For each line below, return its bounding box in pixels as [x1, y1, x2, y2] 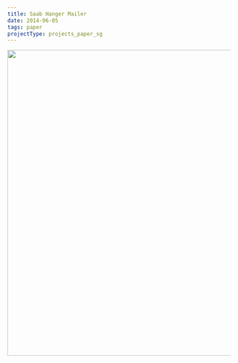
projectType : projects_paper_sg [7, 30, 103, 38]
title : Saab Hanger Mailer [7, 10, 87, 18]
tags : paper [7, 23, 42, 30]
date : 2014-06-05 [7, 17, 59, 24]
